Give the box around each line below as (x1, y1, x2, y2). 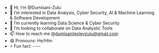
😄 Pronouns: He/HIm (9, 38, 53, 43)
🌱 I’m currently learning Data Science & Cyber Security (9, 20, 120, 26)
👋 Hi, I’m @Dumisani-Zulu (9, 5, 61, 10)
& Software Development (9, 15, 60, 20)
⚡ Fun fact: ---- (9, 43, 41, 49)
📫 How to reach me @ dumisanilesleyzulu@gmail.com (9, 31, 118, 36)
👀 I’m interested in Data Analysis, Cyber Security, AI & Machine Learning (9, 10, 155, 16)
